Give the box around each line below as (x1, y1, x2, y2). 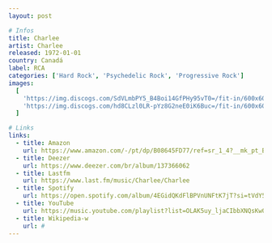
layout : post (8, 11, 53, 20)
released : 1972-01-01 (8, 49, 82, 58)
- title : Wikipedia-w (15, 214, 89, 223)
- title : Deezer (15, 154, 70, 162)
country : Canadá (8, 57, 63, 65)
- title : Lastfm (15, 169, 70, 177)
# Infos (8, 26, 35, 35)
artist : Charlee (8, 41, 63, 49)
